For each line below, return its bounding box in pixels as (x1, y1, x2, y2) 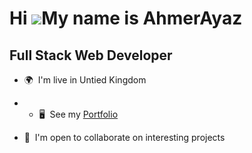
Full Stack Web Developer (9, 47, 173, 64)
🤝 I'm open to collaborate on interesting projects (23, 132, 226, 143)
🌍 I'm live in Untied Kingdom (23, 74, 147, 86)
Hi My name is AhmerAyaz (9, 7, 243, 30)
